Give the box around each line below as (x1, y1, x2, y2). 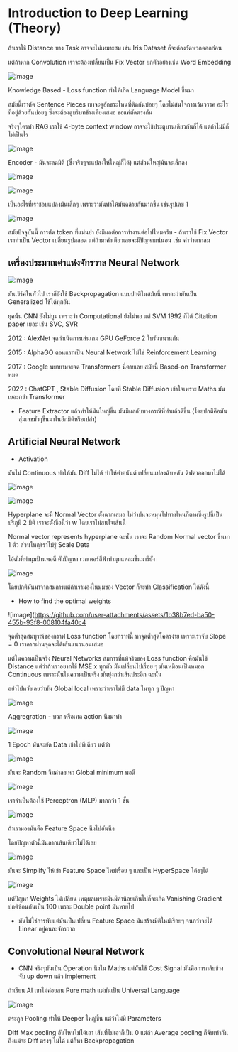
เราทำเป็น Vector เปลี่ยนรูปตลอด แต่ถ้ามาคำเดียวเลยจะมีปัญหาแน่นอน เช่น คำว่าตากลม (8, 236, 210, 244)
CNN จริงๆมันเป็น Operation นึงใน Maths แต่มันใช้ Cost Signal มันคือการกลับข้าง (18, 964, 224, 972)
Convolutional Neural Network (8, 945, 145, 957)
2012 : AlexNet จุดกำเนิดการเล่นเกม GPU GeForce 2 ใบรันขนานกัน (8, 334, 180, 342)
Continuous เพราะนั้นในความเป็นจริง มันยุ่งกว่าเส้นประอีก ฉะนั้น (8, 670, 162, 678)
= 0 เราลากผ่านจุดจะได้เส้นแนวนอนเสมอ (8, 639, 104, 648)
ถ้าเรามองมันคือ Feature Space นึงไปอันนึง (8, 824, 115, 833)
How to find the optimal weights (18, 597, 112, 605)
